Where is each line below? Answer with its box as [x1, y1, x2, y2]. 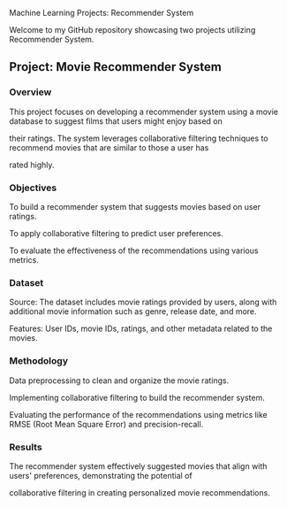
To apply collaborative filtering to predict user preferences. [9, 227, 223, 238]
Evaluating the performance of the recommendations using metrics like [9, 409, 268, 419]
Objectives [9, 181, 57, 194]
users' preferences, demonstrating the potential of [9, 470, 193, 480]
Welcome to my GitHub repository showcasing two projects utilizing [9, 25, 256, 35]
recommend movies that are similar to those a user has [9, 142, 209, 153]
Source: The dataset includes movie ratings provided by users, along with [9, 296, 277, 308]
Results [9, 441, 42, 453]
